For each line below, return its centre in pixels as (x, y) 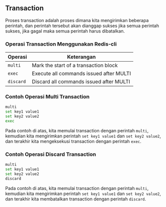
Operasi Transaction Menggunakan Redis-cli (61, 44)
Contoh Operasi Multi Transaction (47, 97)
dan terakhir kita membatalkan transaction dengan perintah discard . (76, 199)
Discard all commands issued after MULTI (81, 82)
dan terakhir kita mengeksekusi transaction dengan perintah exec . (73, 141)
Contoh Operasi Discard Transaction (51, 154)
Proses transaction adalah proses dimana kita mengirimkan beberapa (77, 20)
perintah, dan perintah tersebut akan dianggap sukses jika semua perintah (82, 26)
